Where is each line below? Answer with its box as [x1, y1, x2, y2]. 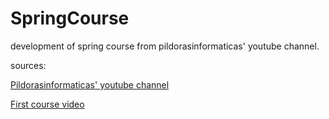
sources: [10, 59, 47, 71]
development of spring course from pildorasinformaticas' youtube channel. [10, 40, 320, 52]
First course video [10, 98, 85, 110]
